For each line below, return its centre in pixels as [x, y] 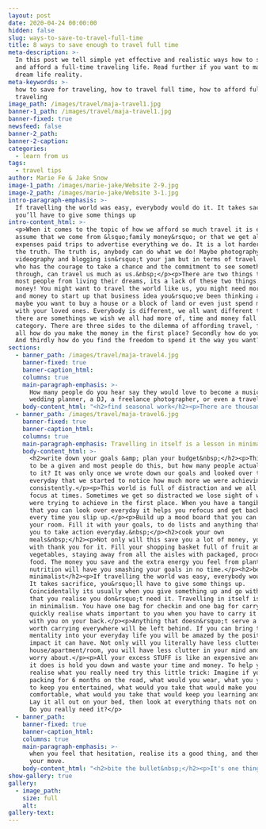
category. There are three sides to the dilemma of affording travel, [134, 326]
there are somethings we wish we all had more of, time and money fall [136, 318]
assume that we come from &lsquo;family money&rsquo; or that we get [132, 237]
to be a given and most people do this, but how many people [132, 466]
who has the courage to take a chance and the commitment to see [125, 267]
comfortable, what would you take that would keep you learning [137, 695]
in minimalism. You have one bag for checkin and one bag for [134, 606]
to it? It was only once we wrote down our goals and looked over [141, 473]
